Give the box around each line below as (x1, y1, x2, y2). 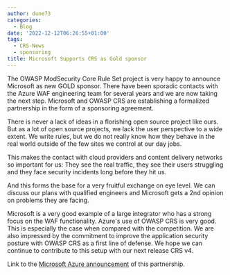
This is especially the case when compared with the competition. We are (7, 224, 215, 233)
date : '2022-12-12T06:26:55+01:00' (7, 29, 110, 37)
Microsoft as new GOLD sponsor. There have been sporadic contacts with (7, 81, 218, 90)
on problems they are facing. (7, 196, 89, 204)
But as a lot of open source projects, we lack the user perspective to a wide (7, 124, 223, 133)
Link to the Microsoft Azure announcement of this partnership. (7, 260, 186, 268)
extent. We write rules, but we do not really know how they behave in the (7, 132, 215, 140)
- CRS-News (13, 42, 45, 49)
